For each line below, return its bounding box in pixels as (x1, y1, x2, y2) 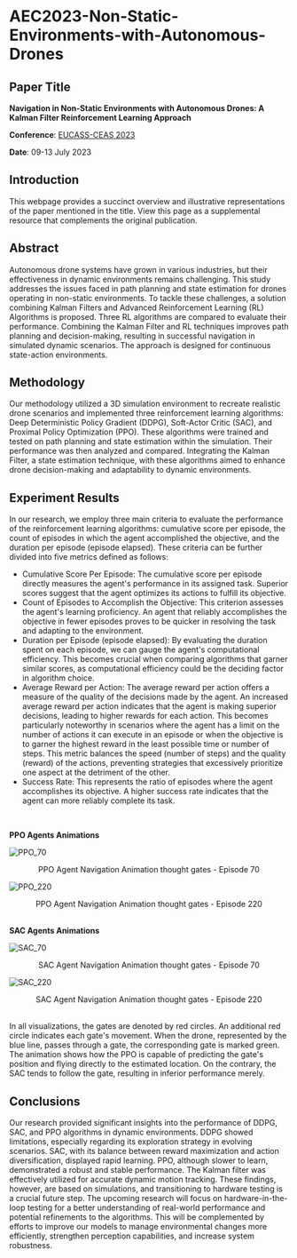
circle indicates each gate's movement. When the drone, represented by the (9, 1031, 287, 1041)
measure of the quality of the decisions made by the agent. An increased (21, 691, 289, 703)
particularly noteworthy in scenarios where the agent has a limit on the (21, 720, 280, 730)
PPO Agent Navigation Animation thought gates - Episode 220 (35, 899, 263, 910)
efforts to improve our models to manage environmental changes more (9, 1222, 268, 1232)
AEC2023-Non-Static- (9, 6, 179, 27)
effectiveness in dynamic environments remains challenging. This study (9, 274, 271, 284)
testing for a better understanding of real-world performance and (27, 1202, 266, 1214)
